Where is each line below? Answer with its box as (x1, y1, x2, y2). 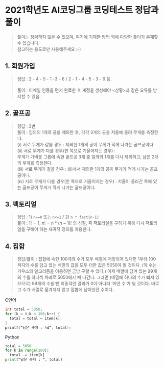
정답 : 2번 (17, 123, 36, 129)
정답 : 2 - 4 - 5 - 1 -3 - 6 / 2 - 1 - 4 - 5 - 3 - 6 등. (17, 76, 112, 81)
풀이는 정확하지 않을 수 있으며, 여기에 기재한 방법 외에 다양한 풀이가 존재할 (17, 34, 158, 40)
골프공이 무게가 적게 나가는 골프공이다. (22, 184, 96, 190)
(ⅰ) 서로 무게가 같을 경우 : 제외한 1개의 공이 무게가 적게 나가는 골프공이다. (17, 141, 155, 147)
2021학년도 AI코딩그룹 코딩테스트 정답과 (5, 4, 159, 16)
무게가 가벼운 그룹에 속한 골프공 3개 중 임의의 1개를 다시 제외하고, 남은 (17, 154, 151, 159)
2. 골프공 (5, 109, 31, 118)
